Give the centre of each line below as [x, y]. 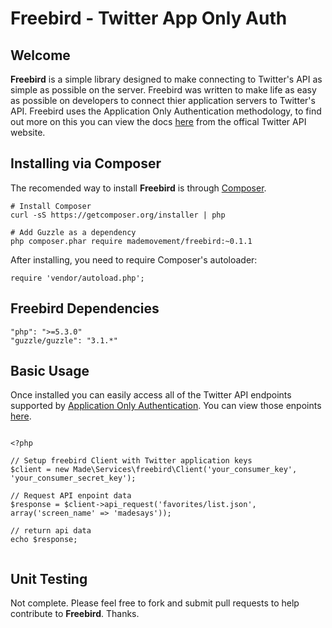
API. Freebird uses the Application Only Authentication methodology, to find [166, 111]
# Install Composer [51, 206]
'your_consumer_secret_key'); [73, 478]
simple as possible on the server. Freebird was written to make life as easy [163, 90]
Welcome [40, 55]
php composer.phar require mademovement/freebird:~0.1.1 [131, 241]
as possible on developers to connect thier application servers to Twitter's [163, 100]
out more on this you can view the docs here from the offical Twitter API [158, 121]
